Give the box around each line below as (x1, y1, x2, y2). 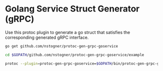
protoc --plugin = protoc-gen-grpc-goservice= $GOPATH (5, 61, 112, 66)
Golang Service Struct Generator (5, 3, 140, 14)
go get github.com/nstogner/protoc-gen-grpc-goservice (5, 44, 118, 48)
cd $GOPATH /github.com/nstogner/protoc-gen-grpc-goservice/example (5, 52, 145, 57)
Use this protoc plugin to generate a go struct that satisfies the (5, 29, 130, 35)
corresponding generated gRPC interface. (5, 35, 89, 40)
